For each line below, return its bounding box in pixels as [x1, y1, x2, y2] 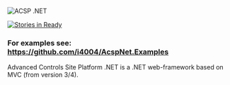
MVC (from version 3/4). [7, 71, 79, 79]
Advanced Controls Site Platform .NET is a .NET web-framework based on [7, 63, 224, 72]
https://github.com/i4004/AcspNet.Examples [7, 47, 169, 57]
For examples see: [7, 38, 72, 47]
